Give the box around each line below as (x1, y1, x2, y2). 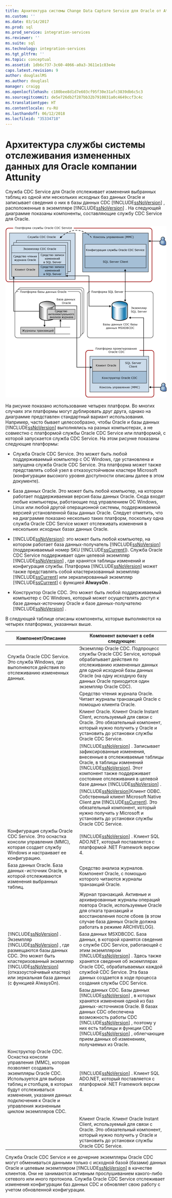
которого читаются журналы (79, 876, 142, 882)
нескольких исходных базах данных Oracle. (12, 526, 109, 532)
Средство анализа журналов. (79, 865, 144, 871)
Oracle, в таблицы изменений (79, 759, 143, 765)
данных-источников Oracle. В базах (79, 1003, 158, 1010)
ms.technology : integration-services (5, 46, 86, 51)
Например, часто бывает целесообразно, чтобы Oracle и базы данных (5, 419, 160, 425)
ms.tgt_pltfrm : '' (5, 51, 45, 56)
